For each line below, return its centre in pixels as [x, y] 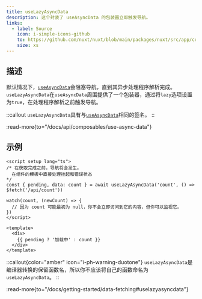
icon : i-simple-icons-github [54, 34]
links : [14, 23]
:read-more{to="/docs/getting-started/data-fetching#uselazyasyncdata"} [97, 289]
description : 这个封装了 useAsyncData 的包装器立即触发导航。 [78, 17]
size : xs [28, 46]
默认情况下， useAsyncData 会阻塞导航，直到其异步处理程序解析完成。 [91, 87]
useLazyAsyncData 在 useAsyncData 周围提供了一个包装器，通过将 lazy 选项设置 [99, 94]
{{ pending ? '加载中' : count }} [59, 239]
